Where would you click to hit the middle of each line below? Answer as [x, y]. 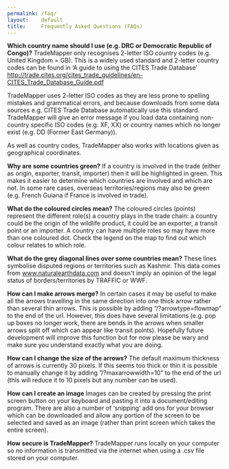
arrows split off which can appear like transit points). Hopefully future [106, 330]
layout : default [35, 20]
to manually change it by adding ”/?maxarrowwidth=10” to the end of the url [114, 373]
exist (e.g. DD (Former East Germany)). [62, 132]
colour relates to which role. [47, 246]
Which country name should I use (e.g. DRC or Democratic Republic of [109, 46]
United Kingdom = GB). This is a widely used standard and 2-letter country [113, 61]
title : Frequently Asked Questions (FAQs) [75, 26]
